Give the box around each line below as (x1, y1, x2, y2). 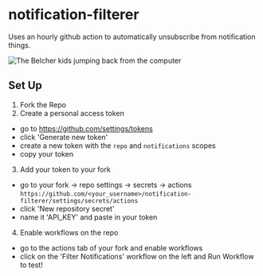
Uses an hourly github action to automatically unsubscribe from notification (8, 32, 256, 41)
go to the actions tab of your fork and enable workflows (19, 243, 203, 252)
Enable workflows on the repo (19, 227, 119, 237)
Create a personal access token (19, 108, 125, 118)
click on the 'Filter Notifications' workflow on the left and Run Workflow (19, 251, 254, 261)
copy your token (19, 149, 74, 158)
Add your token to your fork (19, 165, 112, 174)
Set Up (8, 79, 42, 92)
